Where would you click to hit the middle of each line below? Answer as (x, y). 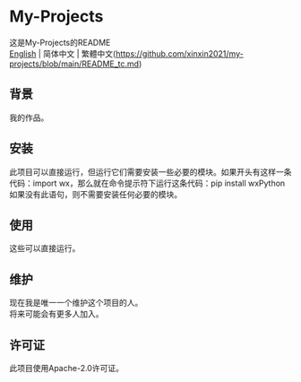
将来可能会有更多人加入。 (56, 314)
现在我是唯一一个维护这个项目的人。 (76, 303)
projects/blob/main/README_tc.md (74, 64)
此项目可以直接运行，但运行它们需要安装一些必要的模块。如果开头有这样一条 (150, 171)
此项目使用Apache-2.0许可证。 (66, 368)
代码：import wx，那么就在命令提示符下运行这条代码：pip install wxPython (147, 183)
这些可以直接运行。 (45, 248)
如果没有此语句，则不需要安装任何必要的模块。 (95, 194)
